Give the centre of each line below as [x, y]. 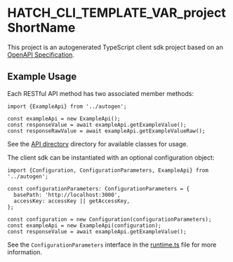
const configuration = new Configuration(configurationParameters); [109, 219]
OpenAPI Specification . [41, 55]
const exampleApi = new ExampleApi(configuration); [84, 226]
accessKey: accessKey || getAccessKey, [72, 201]
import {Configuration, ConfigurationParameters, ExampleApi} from [108, 170]
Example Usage [42, 77]
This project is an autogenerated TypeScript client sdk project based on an [115, 47]
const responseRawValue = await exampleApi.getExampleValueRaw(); [106, 131]
